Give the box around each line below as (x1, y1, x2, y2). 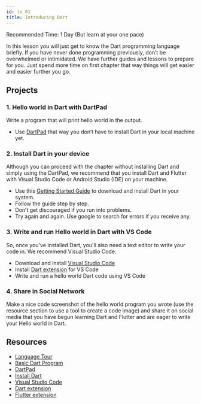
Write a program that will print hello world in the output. (6, 117, 142, 124)
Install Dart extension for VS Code (14, 266, 99, 273)
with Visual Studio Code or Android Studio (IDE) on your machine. (6, 176, 168, 183)
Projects (6, 85, 38, 95)
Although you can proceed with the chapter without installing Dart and (6, 163, 179, 171)
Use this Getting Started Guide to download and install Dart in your (14, 187, 179, 195)
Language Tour (14, 353, 53, 360)
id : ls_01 (6, 8, 31, 15)
